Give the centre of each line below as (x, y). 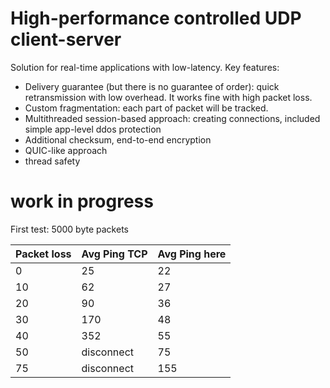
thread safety (52, 161)
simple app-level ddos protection (93, 129)
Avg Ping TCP (114, 254)
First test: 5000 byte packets (69, 229)
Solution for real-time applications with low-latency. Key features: (145, 67)
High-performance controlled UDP (156, 18)
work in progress (82, 201)
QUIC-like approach (66, 150)
